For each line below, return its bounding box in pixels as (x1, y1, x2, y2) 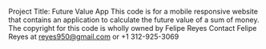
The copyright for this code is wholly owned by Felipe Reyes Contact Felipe (8, 24, 257, 32)
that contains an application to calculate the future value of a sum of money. (8, 15, 260, 24)
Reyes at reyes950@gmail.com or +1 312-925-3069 (8, 32, 179, 41)
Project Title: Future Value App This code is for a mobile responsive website (8, 7, 259, 16)
